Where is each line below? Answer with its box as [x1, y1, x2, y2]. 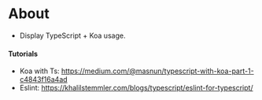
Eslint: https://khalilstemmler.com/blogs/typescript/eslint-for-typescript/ [19, 83, 253, 93]
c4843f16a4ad [19, 75, 68, 84]
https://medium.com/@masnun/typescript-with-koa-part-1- [61, 66, 254, 76]
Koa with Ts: [19, 66, 61, 76]
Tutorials [8, 49, 38, 58]
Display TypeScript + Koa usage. [19, 31, 126, 40]
